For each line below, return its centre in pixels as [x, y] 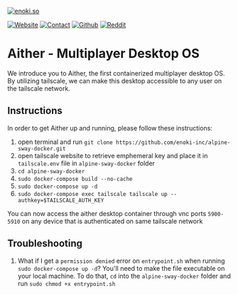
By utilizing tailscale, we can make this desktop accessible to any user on [115, 81]
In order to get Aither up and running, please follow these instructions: [110, 128]
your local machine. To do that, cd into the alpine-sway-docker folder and [124, 276]
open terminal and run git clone [65, 142]
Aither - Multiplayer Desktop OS [104, 54]
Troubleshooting [45, 243]
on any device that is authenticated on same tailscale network [112, 221]
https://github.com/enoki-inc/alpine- [173, 143]
